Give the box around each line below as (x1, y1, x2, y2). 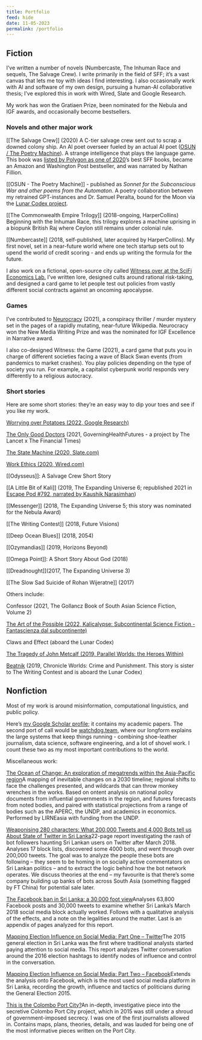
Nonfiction (6, 686, 47, 696)
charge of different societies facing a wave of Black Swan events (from (6, 353, 183, 360)
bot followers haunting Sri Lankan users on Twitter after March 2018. (6, 839, 177, 846)
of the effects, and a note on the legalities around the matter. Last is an (6, 914, 182, 922)
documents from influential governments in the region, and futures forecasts (6, 795, 196, 802)
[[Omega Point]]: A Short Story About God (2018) (6, 555, 128, 562)
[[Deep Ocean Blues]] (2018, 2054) (6, 531, 94, 539)
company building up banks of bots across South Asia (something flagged (6, 877, 191, 885)
